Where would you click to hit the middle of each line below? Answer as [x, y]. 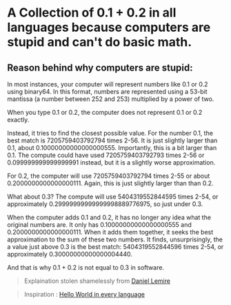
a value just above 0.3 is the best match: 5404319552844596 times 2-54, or [115, 247]
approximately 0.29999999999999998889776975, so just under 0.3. [105, 204]
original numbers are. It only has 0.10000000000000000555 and [99, 225]
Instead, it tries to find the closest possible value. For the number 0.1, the [110, 133]
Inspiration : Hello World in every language [84, 294]
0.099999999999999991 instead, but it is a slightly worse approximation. [111, 163]
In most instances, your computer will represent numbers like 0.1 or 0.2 [108, 84]
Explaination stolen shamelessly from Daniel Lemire [97, 281]
